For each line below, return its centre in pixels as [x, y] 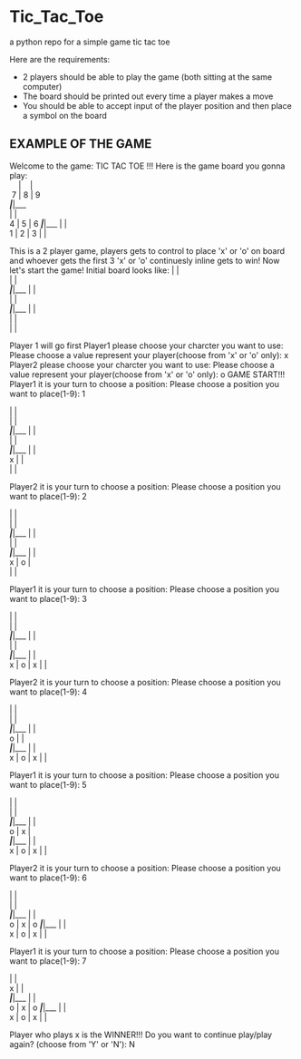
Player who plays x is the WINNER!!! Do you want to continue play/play [141, 1035]
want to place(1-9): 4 [49, 692]
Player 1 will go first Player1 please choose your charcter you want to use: [146, 345]
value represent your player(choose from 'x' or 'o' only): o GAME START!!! [147, 374]
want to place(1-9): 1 [48, 393]
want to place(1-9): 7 [48, 961]
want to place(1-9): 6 [49, 878]
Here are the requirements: [60, 59]
